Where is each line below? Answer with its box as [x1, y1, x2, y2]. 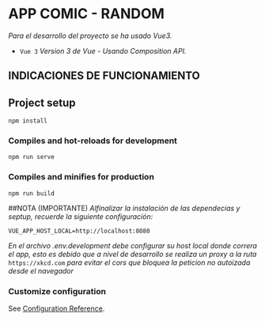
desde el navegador [8, 266, 74, 275]
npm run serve [8, 153, 55, 161]
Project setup [8, 96, 77, 109]
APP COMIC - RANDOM [8, 5, 165, 23]
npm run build [8, 189, 55, 198]
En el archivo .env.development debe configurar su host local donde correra [8, 240, 257, 250]
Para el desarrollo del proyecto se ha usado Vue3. [8, 31, 172, 40]
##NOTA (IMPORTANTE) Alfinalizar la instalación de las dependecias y [8, 203, 240, 213]
